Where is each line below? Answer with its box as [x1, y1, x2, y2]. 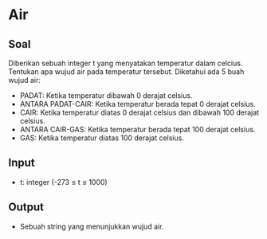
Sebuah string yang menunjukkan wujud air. [19, 221, 164, 231]
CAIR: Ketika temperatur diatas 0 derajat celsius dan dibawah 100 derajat [19, 108, 260, 117]
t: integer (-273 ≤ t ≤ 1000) [19, 177, 108, 186]
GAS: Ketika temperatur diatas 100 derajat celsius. [19, 133, 185, 143]
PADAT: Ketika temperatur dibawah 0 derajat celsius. [19, 91, 193, 100]
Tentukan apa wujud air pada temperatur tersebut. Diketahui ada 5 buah [8, 67, 245, 76]
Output [8, 201, 44, 214]
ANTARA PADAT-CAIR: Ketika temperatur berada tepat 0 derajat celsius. [19, 100, 257, 108]
